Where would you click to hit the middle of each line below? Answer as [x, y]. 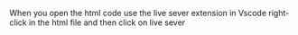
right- [279, 13]
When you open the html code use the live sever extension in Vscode [138, 13]
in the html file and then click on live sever [107, 22]
